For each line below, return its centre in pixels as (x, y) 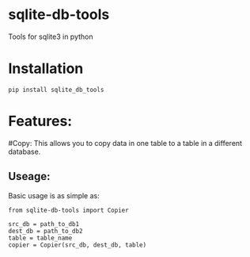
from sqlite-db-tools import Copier (68, 210)
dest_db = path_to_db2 (45, 231)
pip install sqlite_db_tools (56, 90)
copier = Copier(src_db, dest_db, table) (78, 245)
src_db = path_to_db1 (44, 224)
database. (25, 152)
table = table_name (40, 238)
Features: (40, 121)
